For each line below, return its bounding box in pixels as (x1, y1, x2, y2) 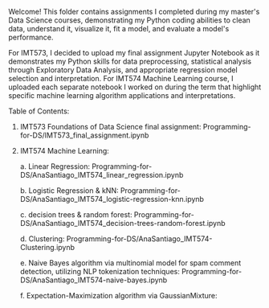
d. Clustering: (19, 234, 65, 244)
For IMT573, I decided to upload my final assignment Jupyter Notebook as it (8, 48, 260, 57)
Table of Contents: (8, 106, 70, 116)
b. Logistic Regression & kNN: (19, 186, 119, 195)
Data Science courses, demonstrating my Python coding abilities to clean (8, 15, 251, 25)
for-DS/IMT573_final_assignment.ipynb (19, 130, 149, 140)
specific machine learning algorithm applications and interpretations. (8, 91, 236, 100)
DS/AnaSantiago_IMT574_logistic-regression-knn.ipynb (19, 195, 205, 203)
